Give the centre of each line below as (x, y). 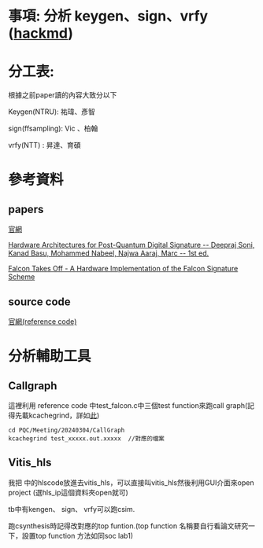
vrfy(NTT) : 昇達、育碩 (44, 145)
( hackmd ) (41, 33)
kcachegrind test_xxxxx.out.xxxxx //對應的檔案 (87, 438)
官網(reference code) (43, 321)
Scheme (22, 277)
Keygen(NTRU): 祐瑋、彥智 (52, 112)
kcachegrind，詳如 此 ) (64, 415)
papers (26, 209)
